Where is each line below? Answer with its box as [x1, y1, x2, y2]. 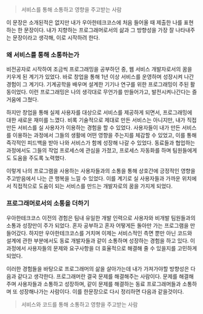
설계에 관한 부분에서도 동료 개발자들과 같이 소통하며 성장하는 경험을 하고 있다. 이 [6, 237, 196, 244]
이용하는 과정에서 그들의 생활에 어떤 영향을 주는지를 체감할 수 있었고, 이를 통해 [12, 132, 197, 139]
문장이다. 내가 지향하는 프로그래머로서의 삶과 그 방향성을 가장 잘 [24, 27, 175, 33]
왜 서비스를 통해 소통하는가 [6, 50, 80, 59]
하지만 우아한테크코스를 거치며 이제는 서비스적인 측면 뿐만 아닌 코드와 [28, 229, 193, 236]
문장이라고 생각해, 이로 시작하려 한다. [12, 34, 100, 41]
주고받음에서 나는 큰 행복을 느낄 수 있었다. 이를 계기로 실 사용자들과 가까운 [6, 175, 181, 182]
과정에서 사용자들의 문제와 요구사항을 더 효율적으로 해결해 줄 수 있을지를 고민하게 [6, 244, 198, 251]
